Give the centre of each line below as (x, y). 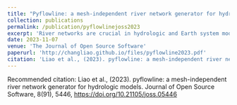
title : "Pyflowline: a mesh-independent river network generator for (112, 14)
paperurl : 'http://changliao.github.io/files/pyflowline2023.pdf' (107, 53)
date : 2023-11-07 (33, 40)
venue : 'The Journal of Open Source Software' (77, 46)
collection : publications (45, 20)
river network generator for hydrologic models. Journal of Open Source (111, 86)
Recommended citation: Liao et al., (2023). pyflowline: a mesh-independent (117, 79)
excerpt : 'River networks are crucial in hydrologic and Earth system (113, 33)
